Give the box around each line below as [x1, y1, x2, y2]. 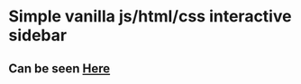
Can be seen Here [8, 61, 111, 76]
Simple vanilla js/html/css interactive [8, 6, 292, 27]
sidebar [8, 25, 68, 46]
